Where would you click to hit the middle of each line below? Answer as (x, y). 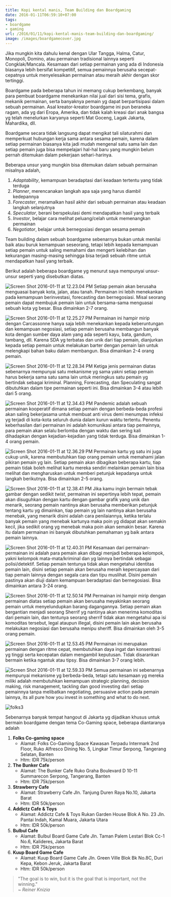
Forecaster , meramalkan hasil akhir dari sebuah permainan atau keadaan (89, 202)
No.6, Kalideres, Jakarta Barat (52, 841)
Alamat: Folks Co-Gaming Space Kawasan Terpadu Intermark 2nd (90, 743)
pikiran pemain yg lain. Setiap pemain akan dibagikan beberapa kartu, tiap (83, 462)
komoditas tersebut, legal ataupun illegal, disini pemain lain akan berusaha (83, 623)
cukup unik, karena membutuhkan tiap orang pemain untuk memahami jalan (85, 456)
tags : (11, 19)
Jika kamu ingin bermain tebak (125, 488)
